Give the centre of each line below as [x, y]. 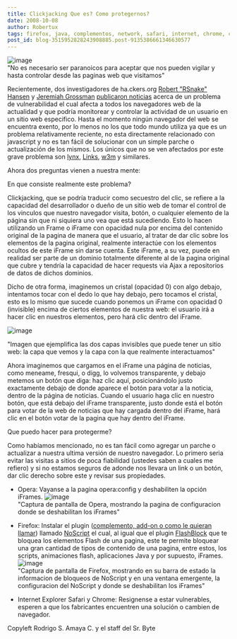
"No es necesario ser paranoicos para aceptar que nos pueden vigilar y [111, 68]
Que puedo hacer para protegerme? [60, 432]
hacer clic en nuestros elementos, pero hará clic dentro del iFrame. [105, 317]
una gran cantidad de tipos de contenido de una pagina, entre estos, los [122, 548]
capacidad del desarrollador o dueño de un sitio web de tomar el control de [117, 205]
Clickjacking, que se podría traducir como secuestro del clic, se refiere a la [116, 198]
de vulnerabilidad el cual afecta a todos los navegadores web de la [104, 104]
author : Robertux [33, 27]
